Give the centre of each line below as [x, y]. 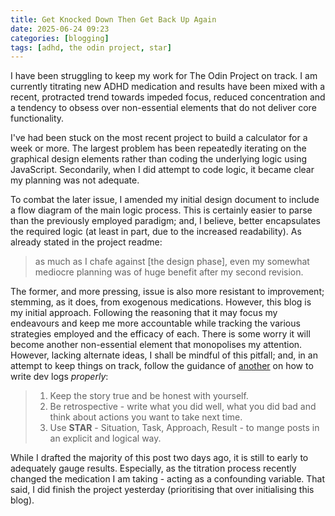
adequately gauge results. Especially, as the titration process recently [153, 468]
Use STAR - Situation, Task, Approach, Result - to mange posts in [184, 428]
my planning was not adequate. [75, 180]
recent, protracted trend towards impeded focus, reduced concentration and [168, 97]
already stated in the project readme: [86, 242]
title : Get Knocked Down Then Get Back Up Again [113, 19]
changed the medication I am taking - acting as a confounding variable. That [168, 479]
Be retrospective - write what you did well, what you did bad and [183, 407]
